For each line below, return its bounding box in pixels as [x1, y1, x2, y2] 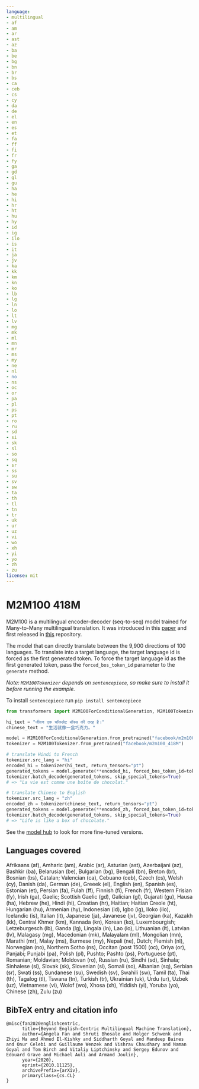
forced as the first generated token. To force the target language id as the [6, 655, 186, 662]
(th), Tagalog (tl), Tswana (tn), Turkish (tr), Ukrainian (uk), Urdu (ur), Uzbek [6, 975, 188, 982]
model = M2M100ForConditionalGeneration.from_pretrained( [6, 735, 152, 741]
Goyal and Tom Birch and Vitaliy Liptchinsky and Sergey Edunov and [6, 1047, 179, 1053]
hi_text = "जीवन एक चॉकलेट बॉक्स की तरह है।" [6, 719, 105, 725]
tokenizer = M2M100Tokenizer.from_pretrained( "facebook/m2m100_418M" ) [6, 741, 184, 747]
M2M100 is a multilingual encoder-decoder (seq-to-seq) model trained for [6, 618, 187, 625]
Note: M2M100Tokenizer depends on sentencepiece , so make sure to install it [6, 679, 190, 686]
